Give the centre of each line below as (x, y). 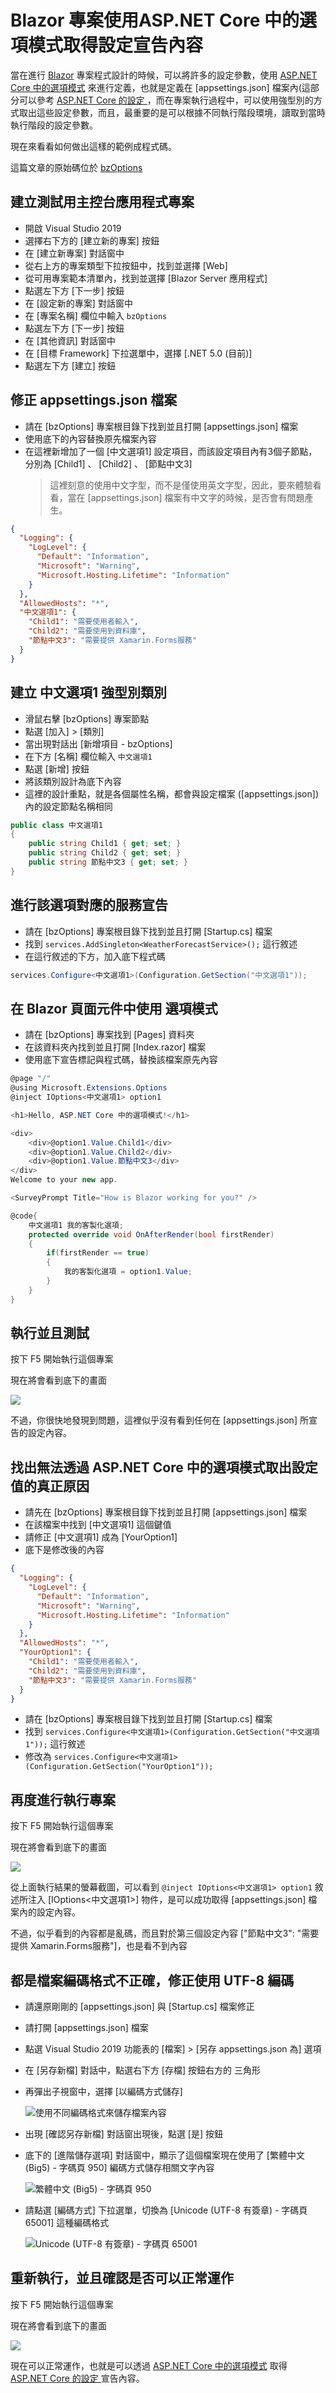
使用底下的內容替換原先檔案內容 (90, 438)
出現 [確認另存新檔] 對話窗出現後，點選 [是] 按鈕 (123, 2134)
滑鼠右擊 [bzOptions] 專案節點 (87, 718)
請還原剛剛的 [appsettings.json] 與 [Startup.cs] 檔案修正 (139, 2006)
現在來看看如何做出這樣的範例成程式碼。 (93, 146)
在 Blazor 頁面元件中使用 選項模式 (114, 1008)
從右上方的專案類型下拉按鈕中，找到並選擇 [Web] (126, 265)
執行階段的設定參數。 (54, 125)
